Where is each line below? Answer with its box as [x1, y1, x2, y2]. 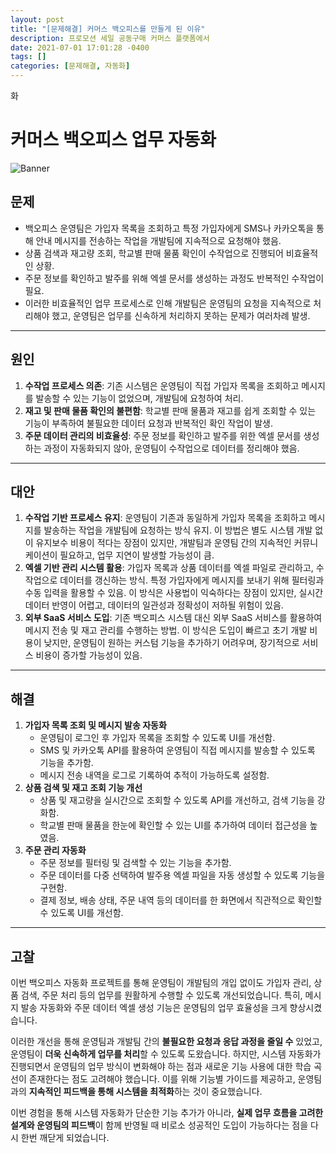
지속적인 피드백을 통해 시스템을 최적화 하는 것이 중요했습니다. [28, 1086, 263, 1097]
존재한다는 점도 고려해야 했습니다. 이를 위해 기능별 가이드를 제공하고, [28, 1073, 296, 1085]
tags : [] [10, 52, 47, 62]
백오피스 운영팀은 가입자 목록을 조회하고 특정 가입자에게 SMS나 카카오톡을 [24, 222, 315, 234]
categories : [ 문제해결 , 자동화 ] [10, 61, 131, 71]
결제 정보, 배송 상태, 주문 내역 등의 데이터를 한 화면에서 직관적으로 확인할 [39, 894, 323, 906]
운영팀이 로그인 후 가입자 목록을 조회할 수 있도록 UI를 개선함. [39, 732, 276, 744]
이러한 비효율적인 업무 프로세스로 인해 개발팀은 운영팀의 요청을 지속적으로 [24, 297, 312, 309]
